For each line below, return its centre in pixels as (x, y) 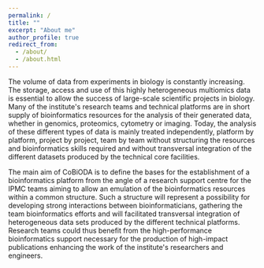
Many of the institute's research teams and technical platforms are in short (129, 106)
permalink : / (30, 15)
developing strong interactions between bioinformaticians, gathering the (125, 205)
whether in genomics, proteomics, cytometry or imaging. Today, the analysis (132, 123)
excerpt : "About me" (42, 30)
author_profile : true (44, 37)
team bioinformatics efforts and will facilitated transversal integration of (124, 214)
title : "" (24, 23)
